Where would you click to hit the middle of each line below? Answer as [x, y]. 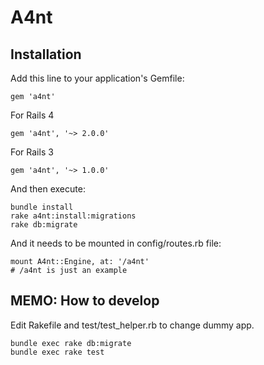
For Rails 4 [32, 115]
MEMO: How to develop [85, 301]
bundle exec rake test [57, 352]
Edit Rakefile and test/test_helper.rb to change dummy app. [132, 325]
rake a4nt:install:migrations [73, 216]
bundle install [42, 207]
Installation [46, 54]
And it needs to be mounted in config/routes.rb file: [116, 243]
